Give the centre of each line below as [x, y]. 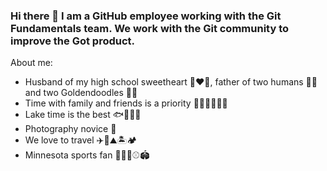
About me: [31, 63]
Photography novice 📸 [70, 129]
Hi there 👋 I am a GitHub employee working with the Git [146, 16]
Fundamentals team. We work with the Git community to [150, 28]
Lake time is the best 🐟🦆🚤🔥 [83, 115]
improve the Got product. [73, 41]
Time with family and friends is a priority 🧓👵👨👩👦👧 [126, 103]
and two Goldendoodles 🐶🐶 [81, 93]
